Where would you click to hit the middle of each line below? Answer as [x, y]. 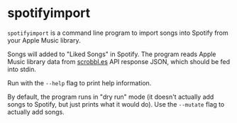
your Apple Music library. [44, 40]
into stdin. [22, 69]
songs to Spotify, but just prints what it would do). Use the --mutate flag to [116, 104]
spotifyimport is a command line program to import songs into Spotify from [118, 33]
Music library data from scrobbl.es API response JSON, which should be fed [119, 61]
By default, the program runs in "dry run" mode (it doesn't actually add [111, 97]
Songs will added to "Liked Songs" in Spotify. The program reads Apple [112, 54]
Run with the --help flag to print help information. [79, 82]
